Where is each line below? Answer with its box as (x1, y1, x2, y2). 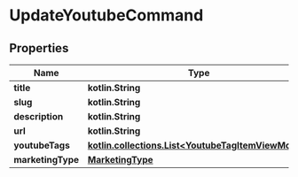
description (13, 111, 64, 122)
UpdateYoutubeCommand (9, 5, 204, 26)
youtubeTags (13, 139, 71, 151)
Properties (9, 41, 69, 56)
